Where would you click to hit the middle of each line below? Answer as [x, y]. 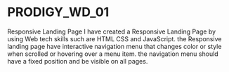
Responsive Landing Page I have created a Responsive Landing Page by [112, 31]
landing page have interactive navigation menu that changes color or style [115, 46]
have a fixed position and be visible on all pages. [78, 61]
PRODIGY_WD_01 [58, 12]
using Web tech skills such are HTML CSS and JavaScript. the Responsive [115, 38]
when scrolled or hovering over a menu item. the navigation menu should [113, 54]
